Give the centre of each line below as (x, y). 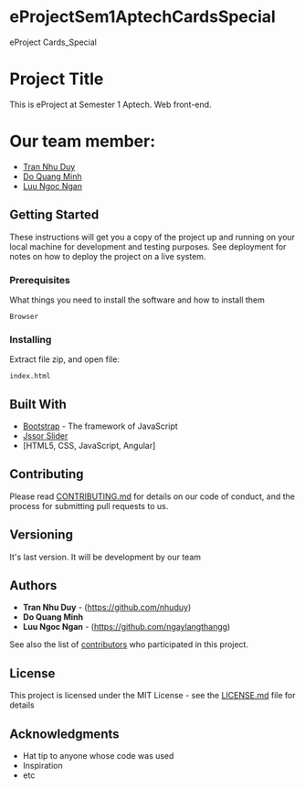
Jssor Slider (45, 436)
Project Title (57, 79)
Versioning (41, 535)
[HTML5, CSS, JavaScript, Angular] (89, 446)
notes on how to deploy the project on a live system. (108, 256)
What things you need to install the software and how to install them (137, 300)
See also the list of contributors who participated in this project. (129, 644)
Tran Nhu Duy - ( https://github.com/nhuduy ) (107, 607)
